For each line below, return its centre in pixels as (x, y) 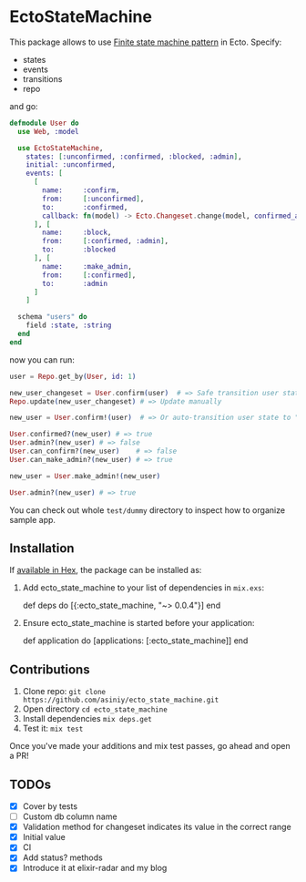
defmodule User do (44, 123)
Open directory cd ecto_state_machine (95, 709)
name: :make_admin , (87, 266)
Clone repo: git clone (64, 692)
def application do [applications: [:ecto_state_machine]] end (135, 641)
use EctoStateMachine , (61, 148)
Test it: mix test (53, 728)
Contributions (50, 669)
